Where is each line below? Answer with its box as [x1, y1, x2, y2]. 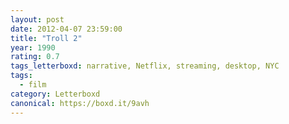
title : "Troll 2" [10, 33, 83, 43]
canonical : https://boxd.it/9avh [10, 98, 150, 108]
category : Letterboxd [10, 89, 101, 99]
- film [19, 80, 47, 90]
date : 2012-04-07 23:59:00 [10, 24, 123, 34]
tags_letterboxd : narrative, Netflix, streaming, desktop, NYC [10, 61, 280, 71]
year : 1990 [10, 42, 56, 53]
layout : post [10, 14, 65, 25]
